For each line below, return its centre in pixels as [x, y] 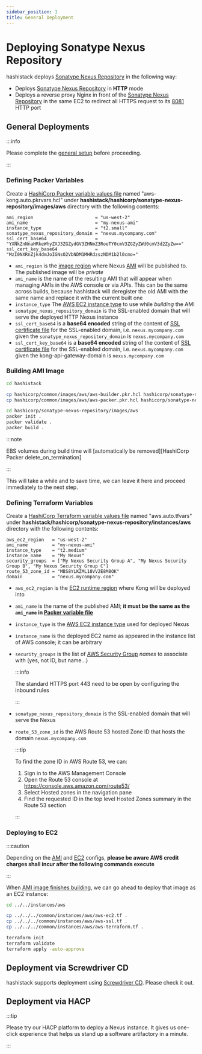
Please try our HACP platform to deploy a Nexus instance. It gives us [91, 1027]
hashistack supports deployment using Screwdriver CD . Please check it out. [100, 982]
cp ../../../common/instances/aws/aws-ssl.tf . [67, 921]
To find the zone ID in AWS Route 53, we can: [71, 762]
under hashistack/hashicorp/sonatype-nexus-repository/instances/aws [99, 522]
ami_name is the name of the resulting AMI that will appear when [93, 278]
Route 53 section [45, 805]
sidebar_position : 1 [32, 12]
